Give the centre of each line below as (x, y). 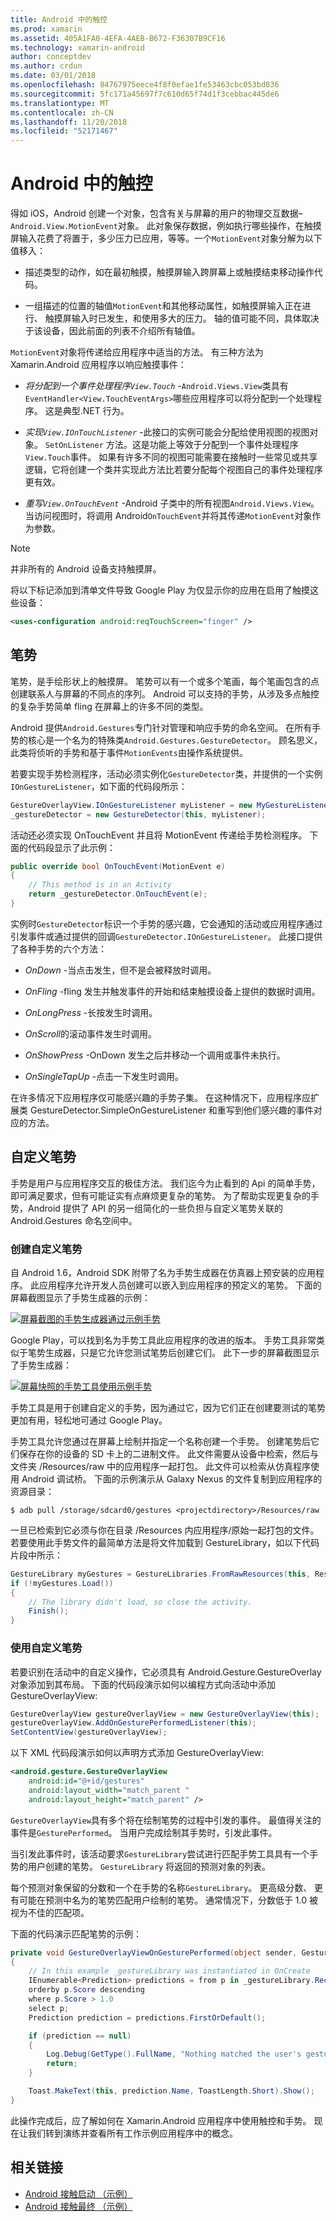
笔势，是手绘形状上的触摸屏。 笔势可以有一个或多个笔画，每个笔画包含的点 (165, 681)
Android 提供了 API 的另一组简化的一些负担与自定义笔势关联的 (155, 1208)
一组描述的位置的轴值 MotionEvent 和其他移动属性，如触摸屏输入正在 (163, 306)
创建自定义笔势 (46, 1249)
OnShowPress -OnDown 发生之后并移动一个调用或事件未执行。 (155, 1055)
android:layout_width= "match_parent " (109, 1790)
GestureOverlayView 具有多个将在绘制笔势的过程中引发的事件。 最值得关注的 (166, 1820)
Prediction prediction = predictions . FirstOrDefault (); (147, 2017)
